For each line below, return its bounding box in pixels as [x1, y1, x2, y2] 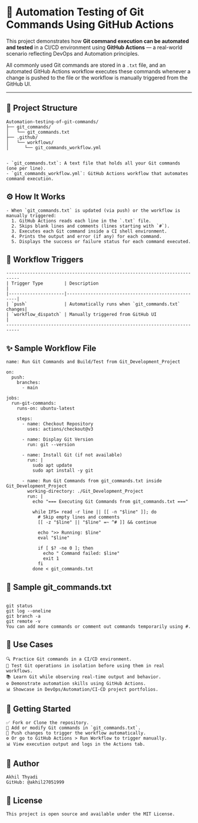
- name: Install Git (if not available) [21, 452, 123, 458]
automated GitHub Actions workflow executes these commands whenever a [6, 67, 191, 75]
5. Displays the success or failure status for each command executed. [11, 238, 192, 244]
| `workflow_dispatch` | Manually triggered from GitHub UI [6, 312, 157, 318]
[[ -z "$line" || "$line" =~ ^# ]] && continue [37, 519, 157, 525]
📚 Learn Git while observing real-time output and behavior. [6, 674, 161, 680]
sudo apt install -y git [32, 467, 94, 474]
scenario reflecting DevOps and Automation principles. [6, 50, 140, 57]
